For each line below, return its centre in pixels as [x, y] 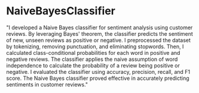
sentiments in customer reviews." [47, 84]
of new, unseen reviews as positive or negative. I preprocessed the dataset [99, 40]
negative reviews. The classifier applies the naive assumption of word [92, 59]
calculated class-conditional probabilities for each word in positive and [93, 52]
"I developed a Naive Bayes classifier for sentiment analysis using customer [99, 27]
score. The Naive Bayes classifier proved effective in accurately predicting [98, 78]
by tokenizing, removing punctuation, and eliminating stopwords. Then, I [95, 46]
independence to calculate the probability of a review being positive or [93, 65]
